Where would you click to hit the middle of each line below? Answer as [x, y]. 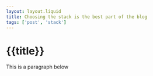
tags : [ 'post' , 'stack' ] [36, 22]
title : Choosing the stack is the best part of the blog [77, 17]
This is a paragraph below [37, 67]
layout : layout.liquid [34, 11]
